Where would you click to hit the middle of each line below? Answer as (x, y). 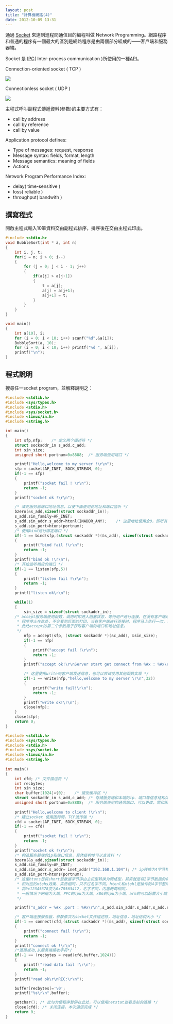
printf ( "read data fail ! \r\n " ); (60, 965)
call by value (26, 130)
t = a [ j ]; (53, 286)
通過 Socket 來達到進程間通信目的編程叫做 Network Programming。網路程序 (86, 35)
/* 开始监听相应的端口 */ (39, 564)
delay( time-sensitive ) (37, 186)
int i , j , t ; (29, 252)
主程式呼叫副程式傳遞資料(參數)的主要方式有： (55, 109)
